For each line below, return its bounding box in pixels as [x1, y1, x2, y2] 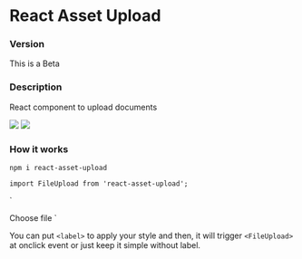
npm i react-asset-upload [9, 164, 107, 173]
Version [9, 38, 45, 51]
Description [9, 81, 63, 93]
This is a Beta [9, 58, 61, 69]
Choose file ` [9, 213, 57, 224]
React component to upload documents [9, 101, 158, 112]
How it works [9, 142, 69, 155]
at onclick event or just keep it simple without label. [9, 240, 201, 251]
